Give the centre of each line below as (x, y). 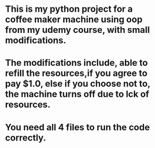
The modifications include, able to (77, 63)
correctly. (26, 137)
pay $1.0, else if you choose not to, (78, 84)
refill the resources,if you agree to (76, 74)
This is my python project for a (69, 9)
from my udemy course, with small (77, 30)
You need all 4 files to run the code (77, 127)
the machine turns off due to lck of (77, 94)
